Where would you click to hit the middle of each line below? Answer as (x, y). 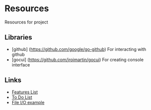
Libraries (18, 37)
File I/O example (28, 102)
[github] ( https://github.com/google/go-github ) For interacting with (79, 49)
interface (21, 65)
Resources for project (26, 22)
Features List (25, 92)
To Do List (22, 97)
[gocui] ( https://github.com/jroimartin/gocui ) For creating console (77, 60)
